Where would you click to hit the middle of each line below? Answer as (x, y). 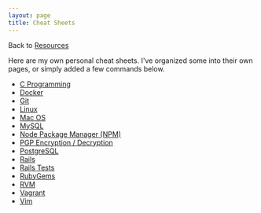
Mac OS (32, 117)
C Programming (45, 84)
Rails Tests (37, 167)
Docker (31, 92)
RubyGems (37, 176)
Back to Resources (39, 45)
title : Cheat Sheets (42, 23)
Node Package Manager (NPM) (70, 134)
